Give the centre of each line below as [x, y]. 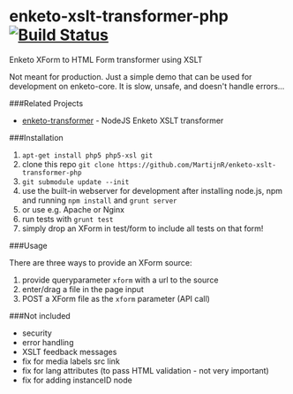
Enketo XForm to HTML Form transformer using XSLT [106, 59]
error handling [48, 342]
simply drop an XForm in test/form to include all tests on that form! [143, 228]
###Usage [29, 245]
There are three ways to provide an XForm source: [101, 262]
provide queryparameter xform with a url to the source [120, 280]
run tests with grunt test [68, 219]
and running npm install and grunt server [99, 200]
